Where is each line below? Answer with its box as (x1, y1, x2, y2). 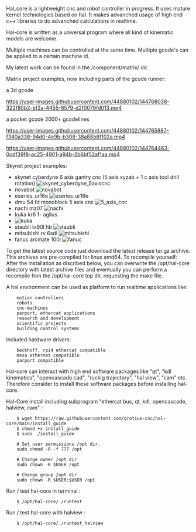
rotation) (14, 180, 36, 187)
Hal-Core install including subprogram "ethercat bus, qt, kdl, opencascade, (6, 398, 187, 405)
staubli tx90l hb (14, 223, 53, 231)
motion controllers (16, 295, 64, 301)
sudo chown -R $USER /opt (16, 462, 80, 467)
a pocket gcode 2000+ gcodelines (6, 116, 90, 123)
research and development (16, 316, 80, 321)
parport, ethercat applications (16, 310, 95, 316)
